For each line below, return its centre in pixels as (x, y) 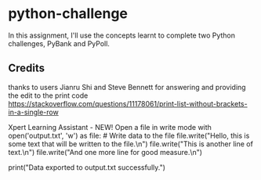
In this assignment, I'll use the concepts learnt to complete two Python (122, 35)
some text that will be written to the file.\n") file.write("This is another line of (130, 144)
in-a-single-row (33, 112)
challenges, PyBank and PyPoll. (59, 43)
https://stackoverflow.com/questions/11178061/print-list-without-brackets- (128, 103)
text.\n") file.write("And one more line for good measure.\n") (105, 152)
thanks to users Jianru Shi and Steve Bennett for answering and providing (127, 87)
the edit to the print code (48, 95)
